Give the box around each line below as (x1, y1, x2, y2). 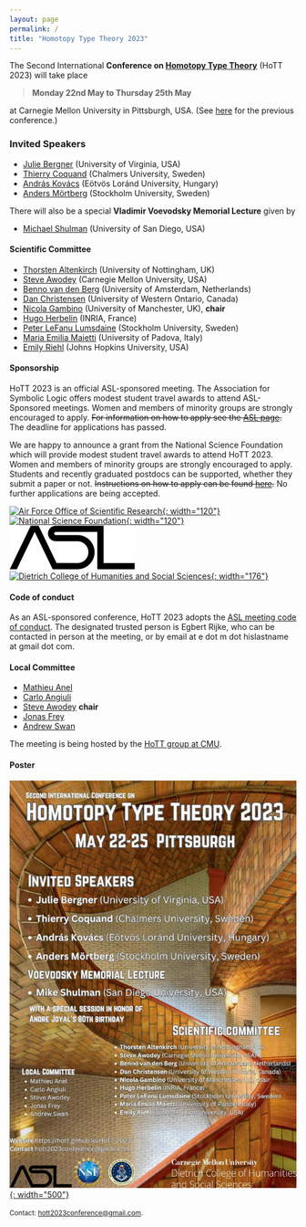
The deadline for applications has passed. (9, 422, 167, 433)
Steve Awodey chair (22, 701, 98, 712)
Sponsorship (9, 362, 59, 373)
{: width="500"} (9, 1189, 70, 1200)
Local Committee (9, 662, 76, 673)
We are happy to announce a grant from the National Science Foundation (9, 439, 284, 451)
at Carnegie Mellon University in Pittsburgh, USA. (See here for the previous (9, 105, 294, 116)
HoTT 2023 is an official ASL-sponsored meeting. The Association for (9, 383, 270, 394)
